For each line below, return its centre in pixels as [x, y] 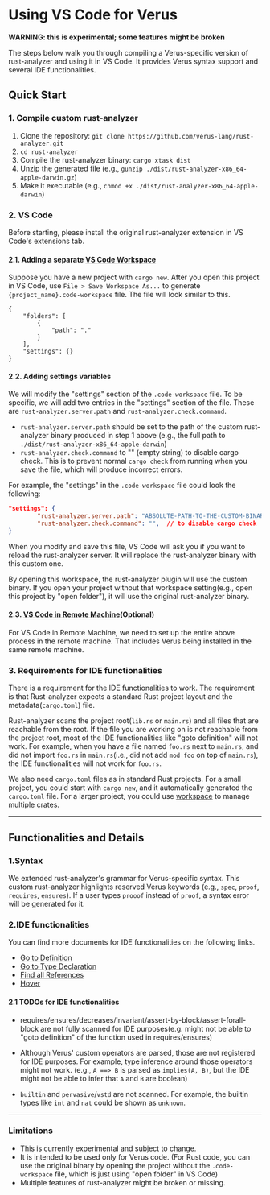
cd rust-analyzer [49, 152]
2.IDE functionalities [49, 924]
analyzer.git [42, 143]
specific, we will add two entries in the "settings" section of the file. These [131, 403]
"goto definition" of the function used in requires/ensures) [116, 1037]
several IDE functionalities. [52, 69]
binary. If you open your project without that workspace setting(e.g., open [131, 587]
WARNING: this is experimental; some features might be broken [117, 37]
